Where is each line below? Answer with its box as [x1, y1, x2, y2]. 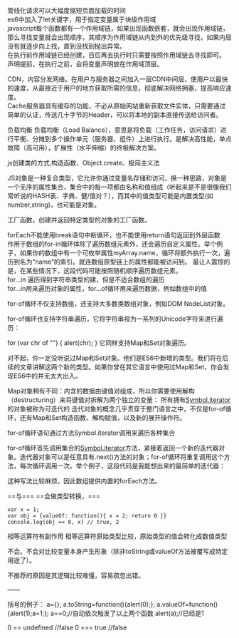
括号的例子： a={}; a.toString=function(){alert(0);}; [7, 600, 155, 608]
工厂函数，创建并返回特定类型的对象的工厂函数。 [7, 216, 151, 224]
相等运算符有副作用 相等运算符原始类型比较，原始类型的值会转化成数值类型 [7, 532, 228, 540]
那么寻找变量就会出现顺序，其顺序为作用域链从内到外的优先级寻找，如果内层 [7, 33, 232, 41]
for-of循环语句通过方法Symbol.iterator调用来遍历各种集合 [7, 428, 176, 437]
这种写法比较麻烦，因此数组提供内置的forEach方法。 [7, 477, 161, 485]
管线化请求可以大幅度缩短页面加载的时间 [7, 6, 126, 14]
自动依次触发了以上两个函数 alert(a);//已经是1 [72, 609, 204, 617]
